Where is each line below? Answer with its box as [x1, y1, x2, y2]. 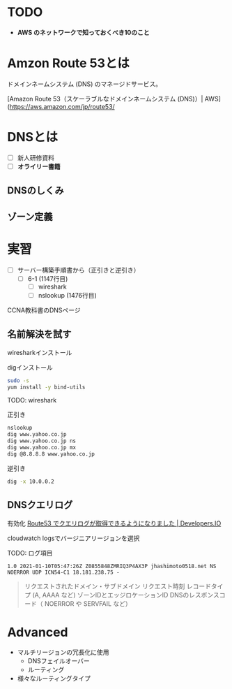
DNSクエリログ [7, 499, 73, 511]
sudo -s [7, 377, 30, 384]
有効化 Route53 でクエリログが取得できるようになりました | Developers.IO [7, 518, 222, 528]
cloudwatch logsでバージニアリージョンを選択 [7, 534, 140, 542]
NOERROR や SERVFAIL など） [44, 599, 132, 608]
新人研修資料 [17, 153, 54, 161]
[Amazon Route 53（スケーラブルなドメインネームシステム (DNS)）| [7, 94, 203, 103]
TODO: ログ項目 [7, 549, 54, 557]
